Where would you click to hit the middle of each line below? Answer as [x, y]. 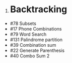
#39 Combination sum [33, 45]
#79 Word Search [28, 34]
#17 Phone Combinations [36, 28]
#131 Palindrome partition [36, 40]
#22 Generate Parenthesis [37, 50]
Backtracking [39, 9]
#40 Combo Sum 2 [30, 56]
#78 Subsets [23, 23]
